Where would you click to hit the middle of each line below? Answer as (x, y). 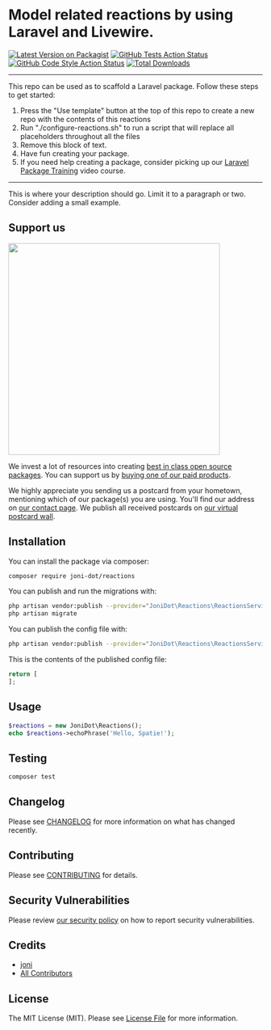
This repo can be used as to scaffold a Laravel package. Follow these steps (133, 86)
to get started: (32, 95)
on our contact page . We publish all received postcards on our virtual (123, 508)
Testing (28, 758)
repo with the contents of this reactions (85, 119)
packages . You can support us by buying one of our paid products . (120, 475)
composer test (32, 777)
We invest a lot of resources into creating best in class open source (120, 466)
